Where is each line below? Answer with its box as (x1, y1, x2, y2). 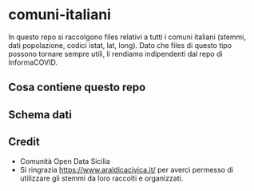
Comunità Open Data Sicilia (19, 156, 110, 165)
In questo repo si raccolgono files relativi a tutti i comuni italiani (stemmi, (8, 32, 246, 42)
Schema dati (8, 108, 72, 121)
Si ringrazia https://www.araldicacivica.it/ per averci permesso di (19, 165, 234, 174)
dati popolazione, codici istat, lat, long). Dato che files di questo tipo (8, 40, 232, 50)
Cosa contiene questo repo (8, 81, 146, 94)
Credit (8, 135, 40, 149)
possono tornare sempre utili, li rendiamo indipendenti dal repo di (8, 49, 223, 58)
